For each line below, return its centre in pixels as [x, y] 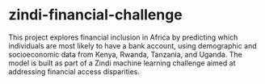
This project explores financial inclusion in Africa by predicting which [123, 37]
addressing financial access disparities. [74, 71]
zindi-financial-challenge [96, 15]
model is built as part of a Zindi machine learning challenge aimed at [122, 63]
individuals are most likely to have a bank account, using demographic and [132, 45]
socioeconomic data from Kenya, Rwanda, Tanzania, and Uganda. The [125, 54]
